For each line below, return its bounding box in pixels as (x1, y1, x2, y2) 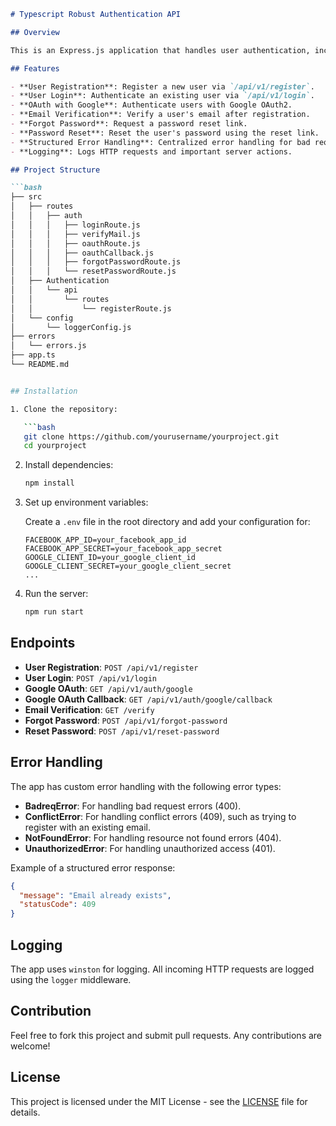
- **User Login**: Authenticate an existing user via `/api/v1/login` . (10, 91, 315, 101)
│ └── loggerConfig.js (10, 322, 132, 332)
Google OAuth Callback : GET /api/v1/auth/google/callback (24, 693, 273, 705)
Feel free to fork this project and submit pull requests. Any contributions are (10, 1029, 323, 1041)
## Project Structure (10, 165, 101, 175)
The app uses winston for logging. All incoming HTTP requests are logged (10, 963, 315, 975)
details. (10, 1106, 41, 1118)
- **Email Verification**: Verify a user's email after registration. (10, 110, 311, 120)
